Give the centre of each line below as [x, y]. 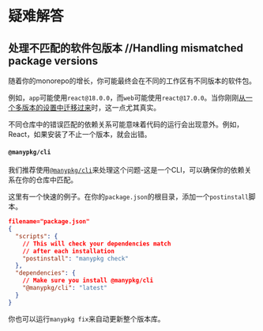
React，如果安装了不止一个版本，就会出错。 [80, 134]
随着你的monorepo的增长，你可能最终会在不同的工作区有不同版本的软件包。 [132, 81]
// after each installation [68, 251]
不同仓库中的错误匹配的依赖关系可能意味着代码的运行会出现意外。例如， [126, 124]
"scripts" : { [37, 236]
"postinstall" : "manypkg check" [75, 258]
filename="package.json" [49, 222]
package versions [53, 61]
